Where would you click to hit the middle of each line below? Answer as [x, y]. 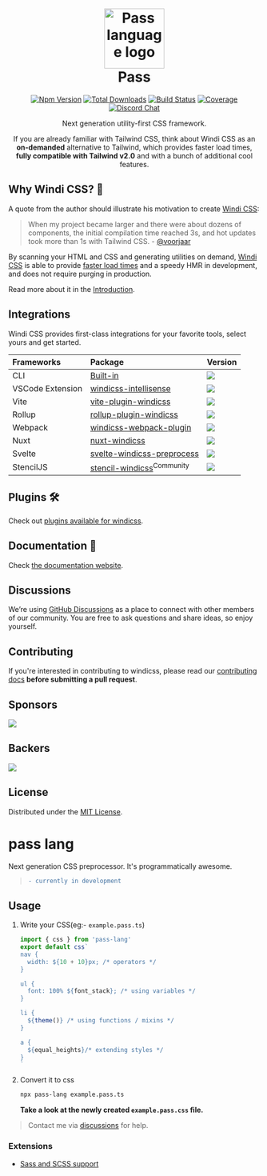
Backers [29, 748]
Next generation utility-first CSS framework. [134, 123]
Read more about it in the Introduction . [72, 289]
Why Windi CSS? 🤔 [56, 189]
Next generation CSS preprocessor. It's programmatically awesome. [120, 866]
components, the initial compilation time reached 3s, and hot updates [142, 233]
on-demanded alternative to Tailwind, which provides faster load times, [134, 147]
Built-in [104, 375]
